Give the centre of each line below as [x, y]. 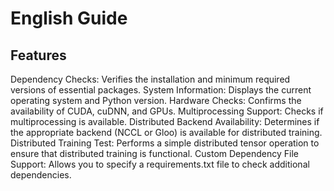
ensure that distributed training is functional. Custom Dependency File [154, 153]
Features [38, 55]
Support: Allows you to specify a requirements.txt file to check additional [160, 164]
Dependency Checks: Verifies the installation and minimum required [150, 79]
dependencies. [41, 175]
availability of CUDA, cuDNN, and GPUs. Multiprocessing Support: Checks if [167, 111]
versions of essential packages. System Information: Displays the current [161, 90]
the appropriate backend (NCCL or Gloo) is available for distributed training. [166, 132]
